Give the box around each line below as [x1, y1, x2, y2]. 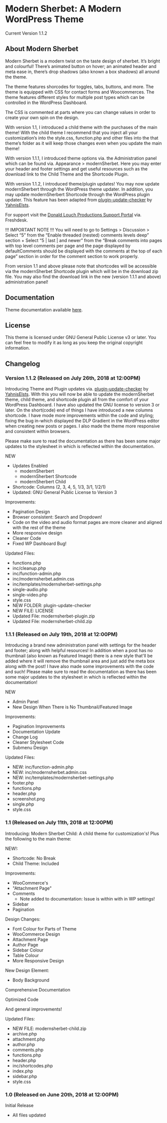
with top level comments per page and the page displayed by [5, 242, 131, 248]
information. [5, 345, 30, 351]
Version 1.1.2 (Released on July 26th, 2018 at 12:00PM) [5, 374, 141, 381]
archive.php [12, 1030, 37, 1036]
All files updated [12, 1112, 46, 1118]
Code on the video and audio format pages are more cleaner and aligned [12, 519, 162, 525]
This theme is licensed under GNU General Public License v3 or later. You [5, 334, 156, 340]
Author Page [12, 941, 38, 947]
